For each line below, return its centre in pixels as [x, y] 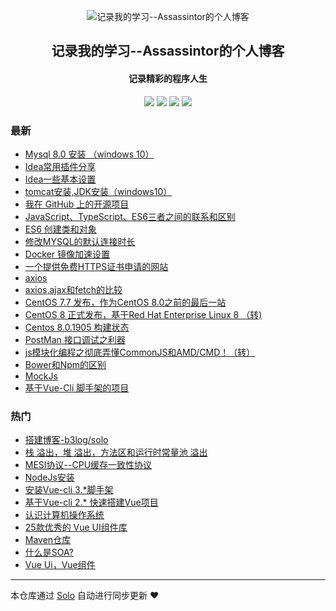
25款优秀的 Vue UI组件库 [76, 527]
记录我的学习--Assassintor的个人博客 [168, 51]
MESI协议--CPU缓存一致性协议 [88, 465]
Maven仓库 [48, 540]
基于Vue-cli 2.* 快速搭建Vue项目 [91, 502]
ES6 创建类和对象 [60, 229]
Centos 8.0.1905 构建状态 [77, 327]
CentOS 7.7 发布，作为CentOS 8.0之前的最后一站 [125, 302]
